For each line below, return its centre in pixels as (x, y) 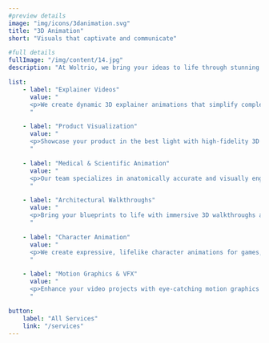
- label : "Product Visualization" (80, 127)
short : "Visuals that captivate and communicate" (93, 38)
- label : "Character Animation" (76, 237)
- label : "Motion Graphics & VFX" (80, 274)
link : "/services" (53, 326)
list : (17, 82)
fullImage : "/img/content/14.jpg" (66, 60)
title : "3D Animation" (46, 31)
